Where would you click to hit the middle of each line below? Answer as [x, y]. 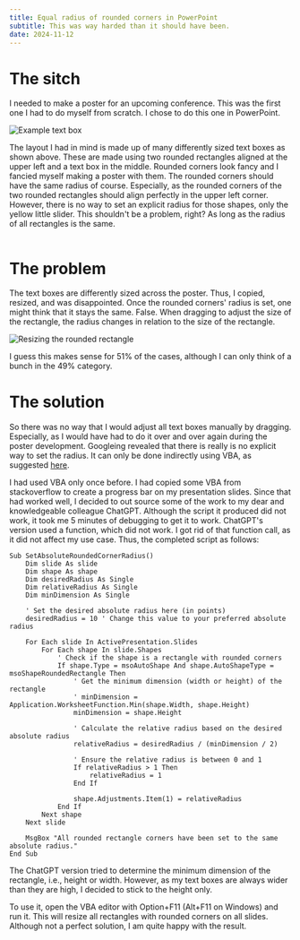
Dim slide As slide [62, 564]
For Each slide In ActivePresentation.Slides [112, 642]
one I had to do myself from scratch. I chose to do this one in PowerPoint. [145, 113]
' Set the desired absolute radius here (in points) [126, 611]
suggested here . [39, 465]
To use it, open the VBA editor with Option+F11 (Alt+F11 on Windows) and [144, 907]
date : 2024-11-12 [42, 34]
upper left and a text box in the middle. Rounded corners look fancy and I [144, 167]
